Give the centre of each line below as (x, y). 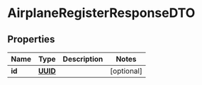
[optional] (126, 71)
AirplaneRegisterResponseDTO (101, 13)
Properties (31, 39)
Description (83, 59)
